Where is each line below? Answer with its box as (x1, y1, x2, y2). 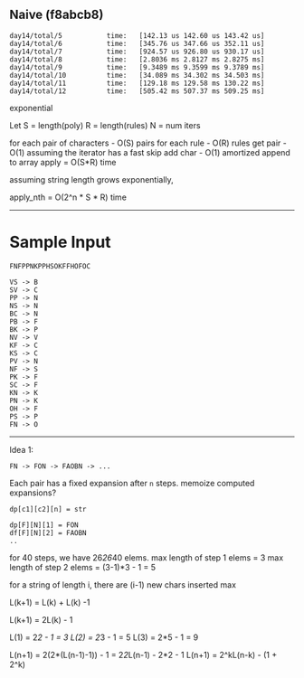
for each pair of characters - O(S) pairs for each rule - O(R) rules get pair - (9, 137, 288, 148)
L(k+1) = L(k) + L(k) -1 (9, 597, 90, 607)
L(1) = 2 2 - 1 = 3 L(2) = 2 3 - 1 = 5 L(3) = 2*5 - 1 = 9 (9, 632, 199, 643)
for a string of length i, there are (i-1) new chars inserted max (9, 579, 237, 590)
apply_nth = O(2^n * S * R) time (9, 192, 127, 202)
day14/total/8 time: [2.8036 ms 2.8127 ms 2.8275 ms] (9, 54, 265, 64)
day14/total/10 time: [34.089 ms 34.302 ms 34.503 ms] (9, 71, 265, 80)
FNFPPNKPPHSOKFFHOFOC (9, 261, 91, 270)
